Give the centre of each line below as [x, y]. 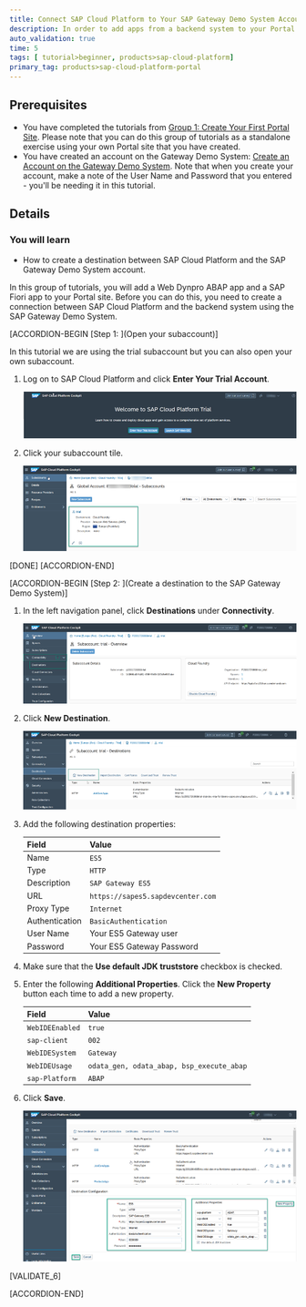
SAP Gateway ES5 [121, 883]
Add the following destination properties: [99, 824]
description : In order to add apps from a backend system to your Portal [153, 29]
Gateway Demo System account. [84, 270]
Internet [106, 909]
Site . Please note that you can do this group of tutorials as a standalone [157, 137]
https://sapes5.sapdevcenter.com [153, 896]
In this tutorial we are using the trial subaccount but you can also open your [151, 352]
